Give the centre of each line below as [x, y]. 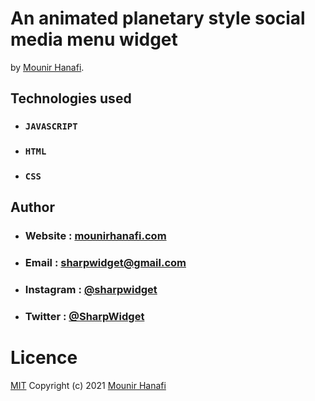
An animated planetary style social [158, 18]
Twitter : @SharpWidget [84, 317]
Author [32, 207]
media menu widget [94, 39]
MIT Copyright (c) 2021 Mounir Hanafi [88, 386]
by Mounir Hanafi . [47, 67]
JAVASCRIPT [51, 126]
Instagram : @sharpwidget [91, 290]
